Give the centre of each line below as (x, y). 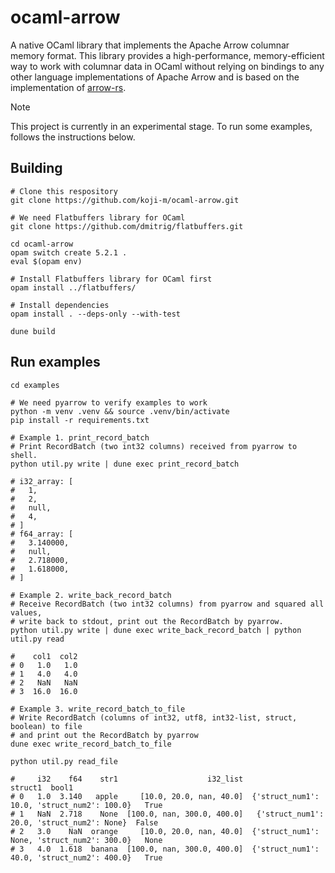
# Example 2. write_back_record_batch (91, 595)
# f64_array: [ (42, 534)
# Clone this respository (64, 191)
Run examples (55, 362)
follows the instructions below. (73, 137)
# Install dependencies (60, 305)
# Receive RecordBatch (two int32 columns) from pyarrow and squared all (167, 604)
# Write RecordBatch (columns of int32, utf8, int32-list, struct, (154, 717)
